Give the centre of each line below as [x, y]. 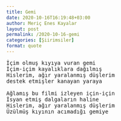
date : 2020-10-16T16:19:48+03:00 [48, 18]
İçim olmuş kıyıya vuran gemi [51, 63]
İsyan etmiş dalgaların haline [53, 99]
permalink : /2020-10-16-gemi [43, 35]
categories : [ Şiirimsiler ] [40, 40]
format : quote [24, 46]
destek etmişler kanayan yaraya [54, 81]
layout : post [23, 29]
